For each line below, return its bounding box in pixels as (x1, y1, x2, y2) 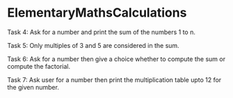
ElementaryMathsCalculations (7, 5, 187, 21)
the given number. (7, 83, 59, 91)
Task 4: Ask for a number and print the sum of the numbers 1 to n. (7, 28, 196, 36)
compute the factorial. (7, 62, 71, 70)
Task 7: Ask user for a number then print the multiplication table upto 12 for (7, 75, 222, 84)
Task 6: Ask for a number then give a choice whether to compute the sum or (7, 54, 226, 63)
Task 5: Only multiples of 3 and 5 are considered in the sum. (7, 41, 179, 49)
